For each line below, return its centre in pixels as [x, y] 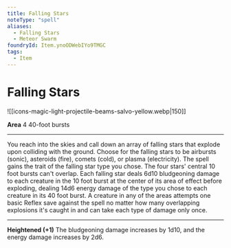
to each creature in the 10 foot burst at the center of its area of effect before [114, 181]
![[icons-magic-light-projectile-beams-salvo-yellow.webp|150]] [97, 111]
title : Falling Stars [38, 13]
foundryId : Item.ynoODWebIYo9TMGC [57, 45]
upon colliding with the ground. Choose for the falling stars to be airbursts [112, 151]
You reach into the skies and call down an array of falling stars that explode [114, 144]
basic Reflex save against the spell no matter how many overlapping [103, 203]
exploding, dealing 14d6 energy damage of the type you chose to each [107, 188]
